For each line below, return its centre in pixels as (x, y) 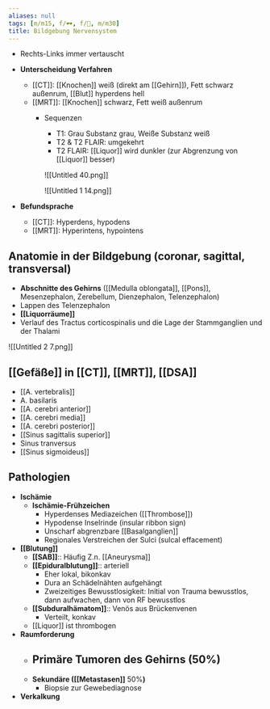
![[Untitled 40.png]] (76, 175)
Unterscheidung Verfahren (66, 70)
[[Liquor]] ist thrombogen (74, 625)
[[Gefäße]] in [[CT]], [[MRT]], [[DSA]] (103, 372)
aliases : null (32, 16)
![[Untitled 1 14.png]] (78, 191)
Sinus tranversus (48, 443)
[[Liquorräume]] (47, 314)
